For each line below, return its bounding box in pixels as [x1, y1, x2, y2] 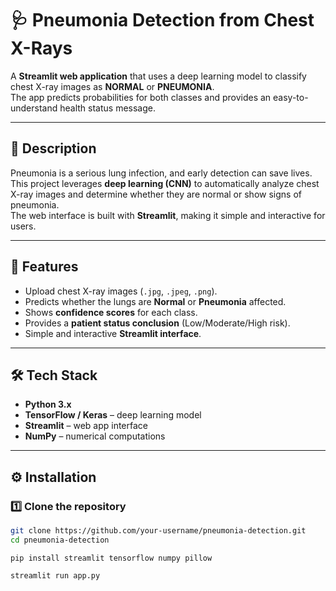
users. [10, 220, 37, 232]
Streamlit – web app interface [24, 420, 148, 432]
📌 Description [10, 140, 97, 157]
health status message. [59, 102, 156, 114]
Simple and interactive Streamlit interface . [24, 327, 202, 339]
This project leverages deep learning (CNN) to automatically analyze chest [10, 177, 320, 189]
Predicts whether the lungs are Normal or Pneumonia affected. [24, 295, 287, 307]
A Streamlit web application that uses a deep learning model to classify [10, 70, 307, 82]
